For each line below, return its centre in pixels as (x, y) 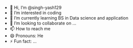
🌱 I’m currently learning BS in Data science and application (69, 18)
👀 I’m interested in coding (36, 13)
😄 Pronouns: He (26, 36)
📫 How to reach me (30, 29)
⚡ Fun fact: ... (23, 41)
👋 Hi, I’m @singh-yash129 (36, 8)
